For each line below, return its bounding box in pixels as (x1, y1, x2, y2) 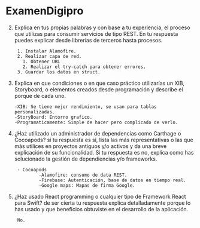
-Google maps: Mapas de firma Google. (38, 182, 135, 189)
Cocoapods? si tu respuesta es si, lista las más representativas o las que (14, 136, 193, 143)
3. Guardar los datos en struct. (17, 69, 101, 75)
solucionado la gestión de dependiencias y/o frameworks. (14, 155, 157, 162)
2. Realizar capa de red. (17, 53, 82, 59)
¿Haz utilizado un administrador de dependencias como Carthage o (14, 130, 181, 137)
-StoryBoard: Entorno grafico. (14, 114, 93, 120)
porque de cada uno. (14, 92, 66, 99)
